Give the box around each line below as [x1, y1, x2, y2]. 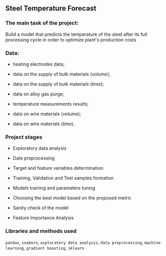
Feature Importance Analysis [12, 215, 74, 221]
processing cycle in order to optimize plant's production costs [5, 36, 137, 43]
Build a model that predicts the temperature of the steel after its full [5, 31, 147, 37]
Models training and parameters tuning [12, 185, 96, 191]
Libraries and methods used [5, 228, 77, 235]
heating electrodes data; [12, 61, 65, 67]
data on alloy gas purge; [12, 91, 64, 97]
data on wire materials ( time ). [12, 121, 75, 127]
